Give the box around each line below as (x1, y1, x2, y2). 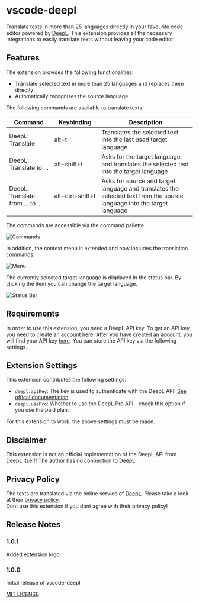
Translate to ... (9, 163, 49, 172)
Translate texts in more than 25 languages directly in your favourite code (6, 23, 184, 30)
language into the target (101, 199, 168, 207)
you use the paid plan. (14, 407, 69, 414)
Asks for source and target (101, 177, 176, 185)
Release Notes (6, 520, 61, 530)
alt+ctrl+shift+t (54, 192, 96, 200)
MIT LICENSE (6, 590, 39, 598)
